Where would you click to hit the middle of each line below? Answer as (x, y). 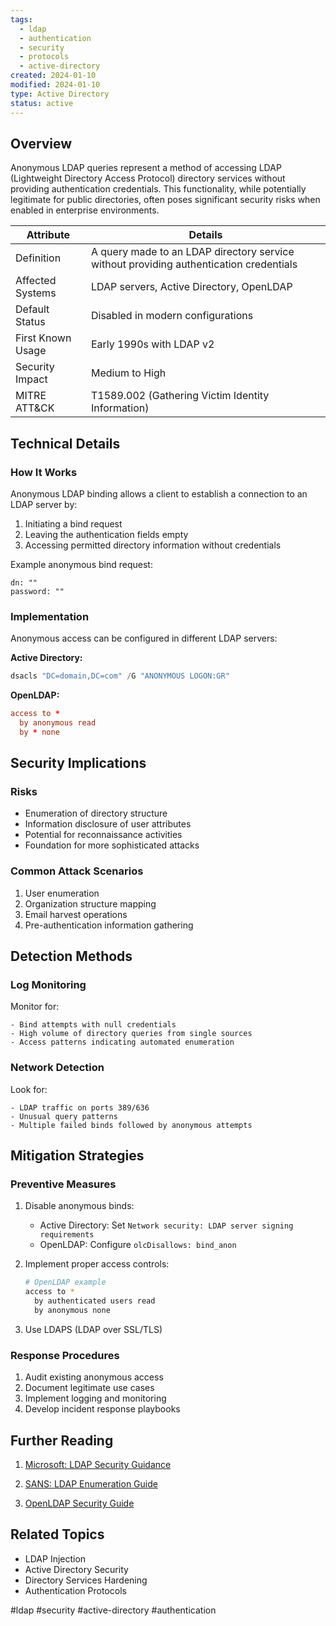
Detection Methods (71, 956)
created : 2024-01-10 (53, 76)
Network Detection (57, 1068)
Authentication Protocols (75, 1590)
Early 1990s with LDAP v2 (152, 344)
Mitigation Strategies (77, 1156)
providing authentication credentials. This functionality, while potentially (158, 189)
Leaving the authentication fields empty (106, 534)
